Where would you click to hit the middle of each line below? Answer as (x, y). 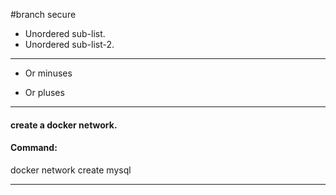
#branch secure (43, 14)
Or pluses (44, 92)
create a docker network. (64, 125)
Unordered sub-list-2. (69, 44)
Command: (34, 148)
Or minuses (48, 73)
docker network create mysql (71, 170)
